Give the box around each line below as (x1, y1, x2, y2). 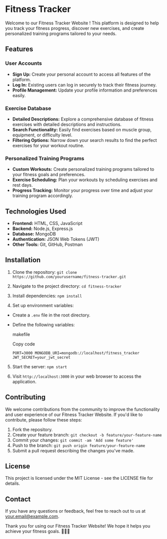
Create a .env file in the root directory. (12, 312, 90, 318)
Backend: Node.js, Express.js (12, 225, 73, 232)
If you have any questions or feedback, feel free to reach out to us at (5, 508, 146, 514)
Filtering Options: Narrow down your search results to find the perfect (12, 137, 158, 143)
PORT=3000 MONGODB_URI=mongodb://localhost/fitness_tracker (12, 350, 140, 355)
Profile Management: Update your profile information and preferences (12, 87, 158, 93)
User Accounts (5, 60, 42, 67)
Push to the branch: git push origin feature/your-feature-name (12, 442, 146, 448)
